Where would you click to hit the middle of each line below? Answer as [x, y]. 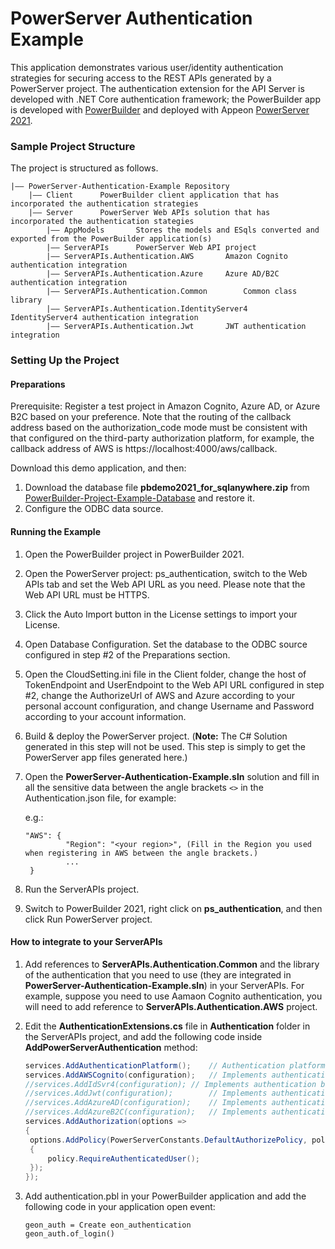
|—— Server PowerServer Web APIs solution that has [149, 213]
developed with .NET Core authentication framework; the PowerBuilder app [166, 99]
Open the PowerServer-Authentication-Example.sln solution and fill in [172, 776]
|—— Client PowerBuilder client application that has [154, 195]
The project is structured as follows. [84, 168]
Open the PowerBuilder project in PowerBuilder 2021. [134, 554]
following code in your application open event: [120, 1207]
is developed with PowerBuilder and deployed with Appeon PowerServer [160, 109]
